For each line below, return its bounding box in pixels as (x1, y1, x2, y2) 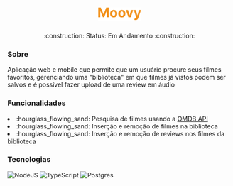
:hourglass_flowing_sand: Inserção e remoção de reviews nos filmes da (16, 129, 225, 138)
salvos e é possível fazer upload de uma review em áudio (7, 80, 175, 89)
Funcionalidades (7, 98, 66, 108)
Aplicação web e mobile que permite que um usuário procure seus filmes (7, 65, 222, 74)
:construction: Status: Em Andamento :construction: (43, 31, 195, 40)
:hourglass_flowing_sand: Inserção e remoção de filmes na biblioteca (16, 121, 218, 131)
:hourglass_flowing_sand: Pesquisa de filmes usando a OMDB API (16, 114, 208, 123)
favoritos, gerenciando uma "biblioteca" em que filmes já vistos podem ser (7, 73, 226, 82)
